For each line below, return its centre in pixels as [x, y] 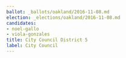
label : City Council [32, 46]
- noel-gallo [23, 29]
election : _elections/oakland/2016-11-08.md [63, 18]
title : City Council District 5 [47, 40]
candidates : [21, 23]
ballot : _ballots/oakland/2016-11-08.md [58, 12]
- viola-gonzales [28, 34]
